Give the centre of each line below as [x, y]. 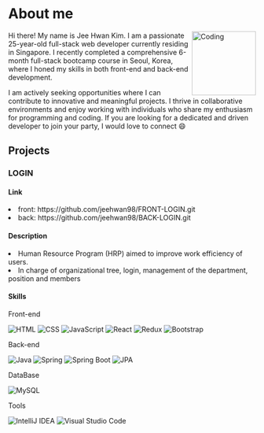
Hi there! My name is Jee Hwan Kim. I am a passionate [96, 35]
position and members [44, 278]
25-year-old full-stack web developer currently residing [98, 43]
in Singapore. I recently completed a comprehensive [93, 52]
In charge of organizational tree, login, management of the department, [133, 270]
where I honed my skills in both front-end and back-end [98, 68]
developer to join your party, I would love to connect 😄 [97, 126]
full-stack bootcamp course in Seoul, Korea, [102, 61]
